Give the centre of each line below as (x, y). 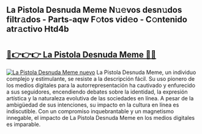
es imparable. (24, 124)
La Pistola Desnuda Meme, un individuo (146, 72)
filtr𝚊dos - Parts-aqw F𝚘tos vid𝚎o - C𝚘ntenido (97, 20)
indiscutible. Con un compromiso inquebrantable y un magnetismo (90, 111)
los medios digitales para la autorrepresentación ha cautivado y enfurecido (101, 85)
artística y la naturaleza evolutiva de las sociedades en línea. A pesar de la (100, 98)
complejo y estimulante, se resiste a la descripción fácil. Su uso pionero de (101, 79)
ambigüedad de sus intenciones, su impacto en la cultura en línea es (93, 105)
